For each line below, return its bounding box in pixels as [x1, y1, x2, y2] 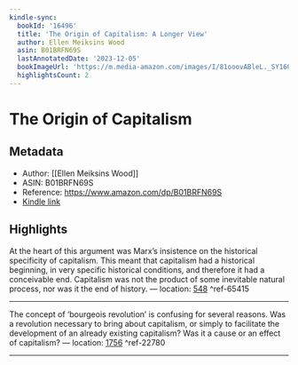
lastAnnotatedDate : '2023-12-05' [17, 54, 141, 63]
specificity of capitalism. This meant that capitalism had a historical [9, 255, 255, 266]
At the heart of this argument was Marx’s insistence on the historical [9, 245, 259, 256]
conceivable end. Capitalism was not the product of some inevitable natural [9, 274, 286, 284]
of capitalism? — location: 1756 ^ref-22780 [9, 337, 166, 347]
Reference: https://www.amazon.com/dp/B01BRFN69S [21, 186, 223, 197]
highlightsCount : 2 [17, 71, 90, 80]
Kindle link [21, 196, 60, 207]
